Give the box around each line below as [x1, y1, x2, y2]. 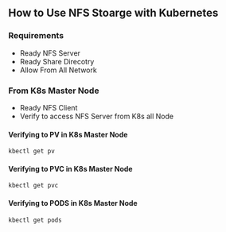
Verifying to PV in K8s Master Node [8, 130, 128, 139]
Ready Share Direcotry [19, 56, 95, 66]
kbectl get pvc [8, 182, 59, 190]
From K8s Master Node [8, 85, 99, 96]
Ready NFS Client [19, 102, 78, 112]
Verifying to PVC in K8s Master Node [8, 164, 133, 173]
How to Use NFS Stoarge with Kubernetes [8, 6, 219, 20]
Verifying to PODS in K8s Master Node [8, 198, 138, 207]
